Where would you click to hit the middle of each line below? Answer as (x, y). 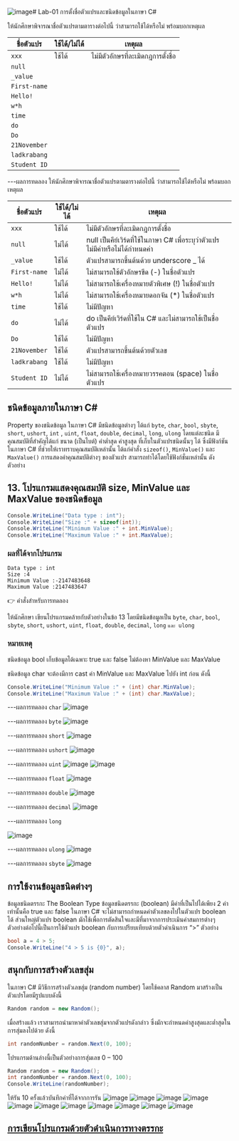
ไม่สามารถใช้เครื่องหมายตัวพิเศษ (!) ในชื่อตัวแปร (150, 284)
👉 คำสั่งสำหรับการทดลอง (38, 601)
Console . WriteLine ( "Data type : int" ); (67, 515)
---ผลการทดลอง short (36, 735)
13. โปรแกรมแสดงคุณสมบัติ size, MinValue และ (99, 488)
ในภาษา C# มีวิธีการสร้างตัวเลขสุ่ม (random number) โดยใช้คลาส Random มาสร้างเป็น (115, 987)
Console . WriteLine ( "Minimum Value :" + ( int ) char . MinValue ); (101, 687)
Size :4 (19, 574)
